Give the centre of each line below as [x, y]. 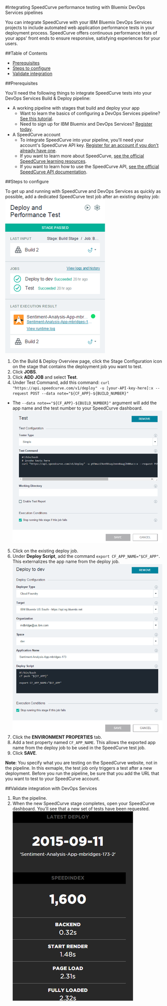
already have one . [38, 150]
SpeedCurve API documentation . [54, 172]
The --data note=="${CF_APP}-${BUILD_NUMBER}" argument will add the [84, 403]
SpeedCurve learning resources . [53, 161]
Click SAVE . [25, 753]
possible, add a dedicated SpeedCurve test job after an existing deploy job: [83, 197]
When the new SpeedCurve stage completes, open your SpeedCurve [83, 804]
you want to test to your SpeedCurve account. [53, 779]
